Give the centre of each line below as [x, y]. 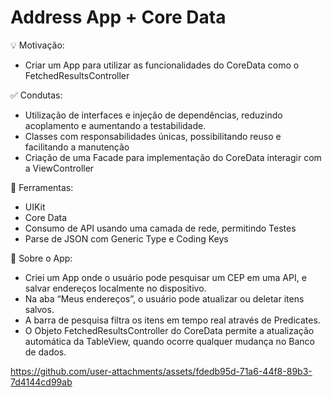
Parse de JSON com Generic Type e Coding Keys [126, 238]
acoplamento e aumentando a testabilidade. [115, 125]
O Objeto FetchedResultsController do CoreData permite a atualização [169, 330]
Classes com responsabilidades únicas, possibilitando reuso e [153, 136]
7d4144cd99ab [41, 382]
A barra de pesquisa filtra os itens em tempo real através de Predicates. [172, 320]
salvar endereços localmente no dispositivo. [115, 288]
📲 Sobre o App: [41, 258]
